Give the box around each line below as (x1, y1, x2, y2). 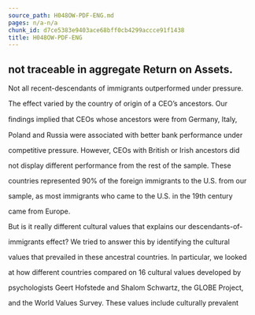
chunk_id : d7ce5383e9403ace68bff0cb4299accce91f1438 (8, 26, 185, 34)
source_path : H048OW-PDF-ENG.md (8, 11, 114, 20)
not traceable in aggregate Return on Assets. (8, 62, 234, 76)
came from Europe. (8, 206, 71, 217)
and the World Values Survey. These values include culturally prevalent (8, 298, 238, 308)
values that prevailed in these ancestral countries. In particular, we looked (8, 253, 247, 262)
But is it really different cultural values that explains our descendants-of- (8, 222, 243, 232)
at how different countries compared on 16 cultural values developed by (8, 268, 242, 277)
